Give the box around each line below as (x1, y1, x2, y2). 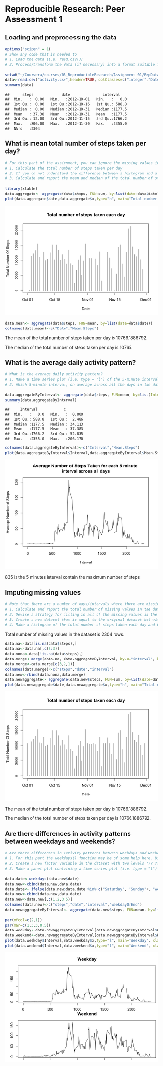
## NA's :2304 (5, 126, 40, 131)
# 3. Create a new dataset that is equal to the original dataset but (5, 617, 151, 622)
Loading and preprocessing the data (5, 33, 117, 41)
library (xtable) (5, 186, 38, 191)
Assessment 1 (5, 14, 63, 25)
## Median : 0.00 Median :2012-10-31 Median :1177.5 (5, 107, 127, 112)
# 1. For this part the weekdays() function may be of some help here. (5, 856, 153, 861)
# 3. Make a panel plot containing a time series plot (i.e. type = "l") (5, 866, 158, 871)
